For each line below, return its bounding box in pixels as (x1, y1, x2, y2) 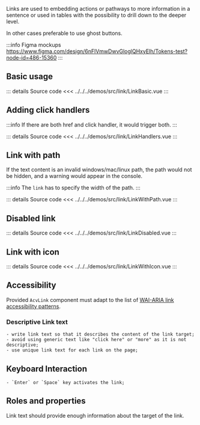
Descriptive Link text (6, 318, 68, 326)
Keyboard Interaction (6, 364, 87, 374)
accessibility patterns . (6, 303, 61, 310)
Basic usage (6, 72, 53, 82)
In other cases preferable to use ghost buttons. (6, 30, 123, 37)
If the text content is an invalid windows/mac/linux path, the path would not (6, 166, 192, 174)
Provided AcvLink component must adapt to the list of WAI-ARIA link (6, 296, 174, 303)
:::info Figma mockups (6, 42, 61, 48)
